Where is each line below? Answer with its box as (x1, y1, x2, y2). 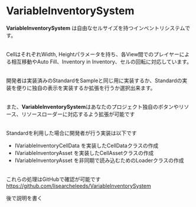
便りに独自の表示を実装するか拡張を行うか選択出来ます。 (16, 84, 156, 91)
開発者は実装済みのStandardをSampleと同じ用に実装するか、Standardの (6, 77, 182, 84)
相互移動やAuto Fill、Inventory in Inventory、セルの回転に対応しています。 (11, 58, 192, 65)
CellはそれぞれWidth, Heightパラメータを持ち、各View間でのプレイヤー (6, 50, 179, 57)
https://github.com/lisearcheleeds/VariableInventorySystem (6, 182, 152, 189)
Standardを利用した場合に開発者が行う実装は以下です (6, 129, 137, 137)
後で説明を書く (6, 194, 43, 202)
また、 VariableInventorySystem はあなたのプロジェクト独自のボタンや (6, 103, 179, 110)
